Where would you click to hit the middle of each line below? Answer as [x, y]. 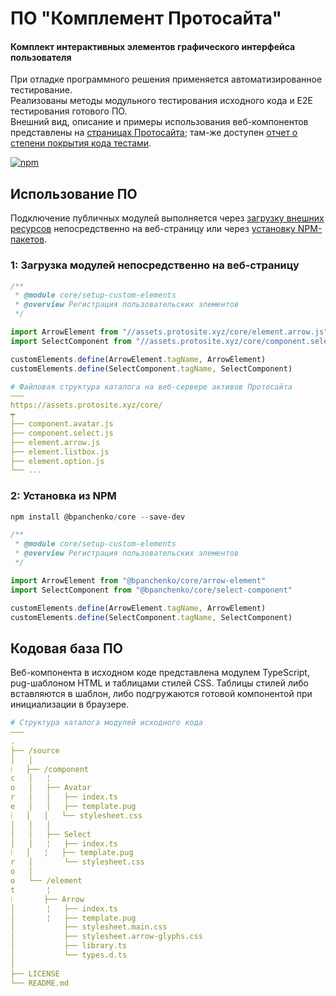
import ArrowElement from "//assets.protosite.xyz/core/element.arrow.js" [169, 332]
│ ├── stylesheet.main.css [89, 927]
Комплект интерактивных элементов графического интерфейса [153, 46]
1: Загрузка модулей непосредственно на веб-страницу [155, 265]
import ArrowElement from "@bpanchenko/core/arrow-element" [138, 580]
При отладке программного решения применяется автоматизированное [166, 79]
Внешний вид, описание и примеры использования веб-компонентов [159, 122]
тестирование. [41, 90]
